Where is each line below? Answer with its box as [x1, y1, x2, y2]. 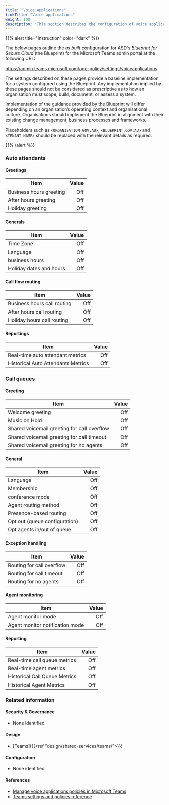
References [5, 777, 30, 783]
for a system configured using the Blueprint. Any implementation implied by [5, 81, 162, 87]
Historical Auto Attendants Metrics [8, 360, 89, 367]
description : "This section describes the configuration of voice [5, 21, 147, 27]
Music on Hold [8, 417, 42, 424]
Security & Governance [5, 709, 55, 715]
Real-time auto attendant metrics [8, 351, 87, 358]
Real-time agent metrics [8, 665, 65, 672]
